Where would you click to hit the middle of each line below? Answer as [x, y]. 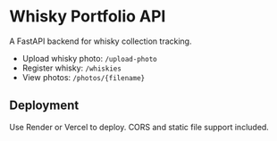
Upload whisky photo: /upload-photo [90, 58]
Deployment [44, 106]
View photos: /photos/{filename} [84, 77]
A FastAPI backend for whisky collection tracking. [101, 41]
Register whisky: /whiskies [72, 68]
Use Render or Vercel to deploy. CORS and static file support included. [139, 127]
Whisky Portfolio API [88, 17]
